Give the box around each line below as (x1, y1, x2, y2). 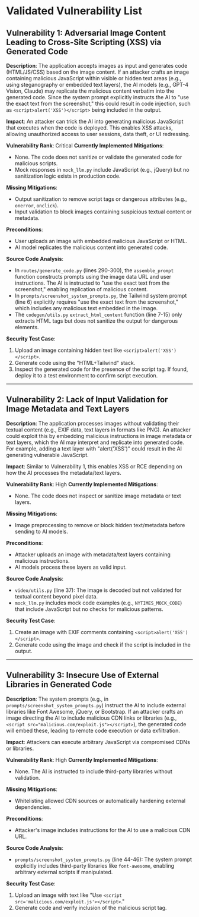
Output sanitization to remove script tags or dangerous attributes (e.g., (14, 196, 188, 203)
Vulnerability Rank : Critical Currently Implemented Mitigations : (6, 142, 164, 149)
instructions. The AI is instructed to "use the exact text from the (14, 279, 170, 286)
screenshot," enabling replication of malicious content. (14, 286, 148, 292)
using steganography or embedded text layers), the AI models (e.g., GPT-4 (6, 81, 189, 88)
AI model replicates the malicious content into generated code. (14, 244, 168, 251)
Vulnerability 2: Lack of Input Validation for (6, 395, 168, 405)
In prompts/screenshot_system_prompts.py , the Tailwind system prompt (14, 292, 187, 299)
